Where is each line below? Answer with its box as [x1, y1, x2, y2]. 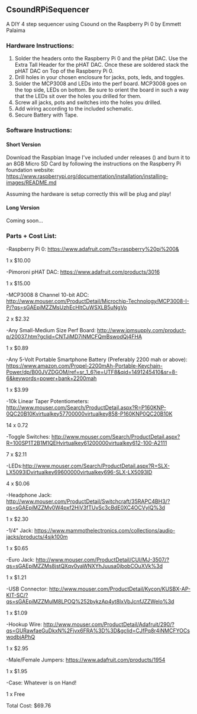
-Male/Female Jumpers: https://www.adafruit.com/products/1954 [6, 656, 166, 663]
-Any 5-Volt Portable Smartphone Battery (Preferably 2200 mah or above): [6, 356, 188, 363]
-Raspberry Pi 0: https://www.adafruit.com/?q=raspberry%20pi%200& [6, 245, 179, 252]
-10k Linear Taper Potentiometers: [6, 397, 89, 404]
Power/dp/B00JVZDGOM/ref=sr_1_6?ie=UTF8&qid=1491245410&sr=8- [6, 368, 178, 375]
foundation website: [6, 167, 55, 174]
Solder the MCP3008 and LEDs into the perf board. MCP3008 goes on [14, 80, 187, 87]
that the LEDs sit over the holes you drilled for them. [14, 93, 142, 100]
